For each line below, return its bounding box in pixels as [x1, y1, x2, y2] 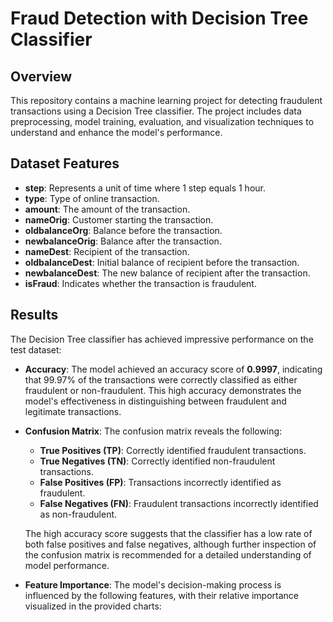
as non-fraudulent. [39, 508, 118, 520]
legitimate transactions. [24, 405, 122, 417]
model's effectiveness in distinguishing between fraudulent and [24, 395, 287, 407]
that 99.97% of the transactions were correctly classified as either [24, 373, 298, 386]
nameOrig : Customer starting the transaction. [24, 213, 214, 226]
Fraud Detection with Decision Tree [10, 7, 309, 30]
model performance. [24, 559, 110, 571]
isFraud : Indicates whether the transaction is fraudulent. [24, 277, 257, 289]
